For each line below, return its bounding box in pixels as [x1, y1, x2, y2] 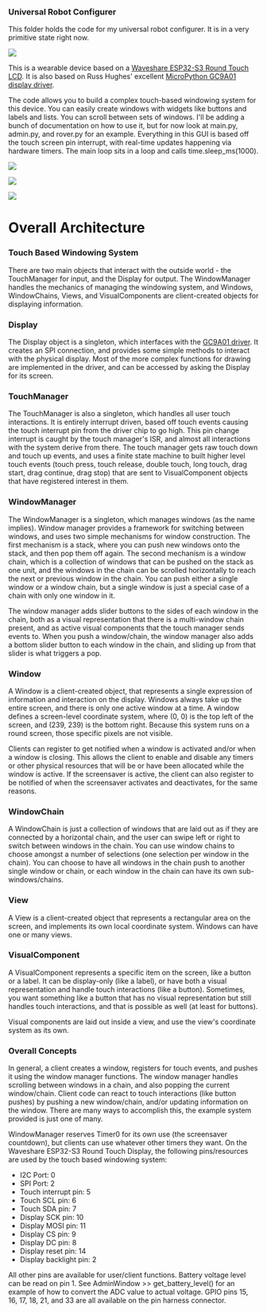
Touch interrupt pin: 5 [19, 1187, 91, 1197]
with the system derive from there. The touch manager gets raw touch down [8, 442, 258, 452]
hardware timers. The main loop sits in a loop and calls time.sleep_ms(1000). [8, 146, 259, 156]
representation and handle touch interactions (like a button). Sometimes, [8, 984, 246, 994]
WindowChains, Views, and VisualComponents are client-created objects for [8, 290, 259, 300]
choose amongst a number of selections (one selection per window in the [8, 850, 250, 859]
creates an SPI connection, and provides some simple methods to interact [8, 345, 250, 356]
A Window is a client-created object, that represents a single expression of [8, 686, 253, 695]
